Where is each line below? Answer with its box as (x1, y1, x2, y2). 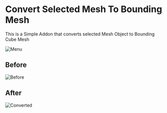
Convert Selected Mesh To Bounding (5, 4, 162, 15)
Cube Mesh (5, 36, 29, 42)
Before (5, 61, 27, 69)
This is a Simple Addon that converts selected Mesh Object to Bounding (5, 31, 155, 37)
